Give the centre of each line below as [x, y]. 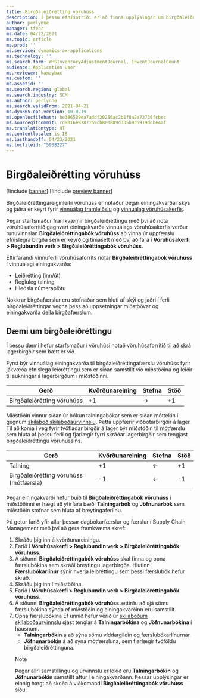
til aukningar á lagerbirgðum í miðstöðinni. [57, 376]
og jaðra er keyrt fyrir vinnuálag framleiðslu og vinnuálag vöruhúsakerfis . [95, 209]
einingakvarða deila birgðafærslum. [49, 312]
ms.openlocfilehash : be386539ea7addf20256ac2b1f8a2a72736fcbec [86, 117]
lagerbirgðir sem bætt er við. [41, 352]
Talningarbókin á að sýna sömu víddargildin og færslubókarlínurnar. [107, 635]
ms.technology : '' [29, 56]
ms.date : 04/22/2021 [32, 34]
